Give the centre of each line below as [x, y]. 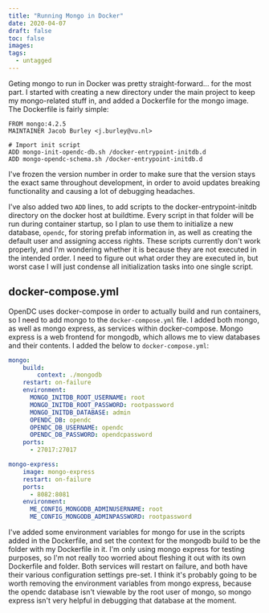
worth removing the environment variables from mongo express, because [130, 583]
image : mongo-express [59, 471]
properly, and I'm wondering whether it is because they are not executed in [132, 249]
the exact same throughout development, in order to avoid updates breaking [134, 183]
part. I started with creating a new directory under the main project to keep [132, 92]
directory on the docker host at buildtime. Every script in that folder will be [131, 215]
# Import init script [45, 145]
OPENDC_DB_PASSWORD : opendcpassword [91, 435]
